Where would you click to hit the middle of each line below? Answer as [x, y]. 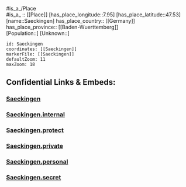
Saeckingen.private [35, 146]
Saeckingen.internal [36, 115]
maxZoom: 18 [20, 64]
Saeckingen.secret [34, 177]
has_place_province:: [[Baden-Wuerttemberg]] [62, 27]
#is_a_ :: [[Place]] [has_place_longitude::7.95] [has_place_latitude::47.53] [94, 15]
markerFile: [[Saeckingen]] [40, 54]
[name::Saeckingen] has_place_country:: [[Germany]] [71, 21]
